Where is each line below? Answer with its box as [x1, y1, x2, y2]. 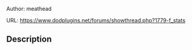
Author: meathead [6, 5, 52, 12]
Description [6, 34, 52, 45]
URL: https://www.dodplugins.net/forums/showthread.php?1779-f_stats [6, 17, 186, 23]
